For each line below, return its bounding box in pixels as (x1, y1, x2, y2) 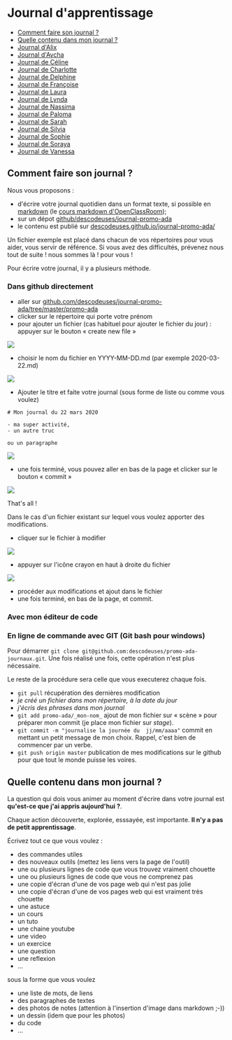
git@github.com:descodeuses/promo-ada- (82, 648, 198, 656)
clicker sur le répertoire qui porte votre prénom (17, 312, 153, 321)
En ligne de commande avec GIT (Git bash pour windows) (7, 630, 205, 640)
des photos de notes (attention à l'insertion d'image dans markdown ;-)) (17, 1004, 225, 1013)
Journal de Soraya (17, 139, 71, 148)
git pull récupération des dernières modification (17, 688, 161, 698)
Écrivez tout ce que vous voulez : (7, 837, 103, 845)
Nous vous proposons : (7, 186, 75, 194)
